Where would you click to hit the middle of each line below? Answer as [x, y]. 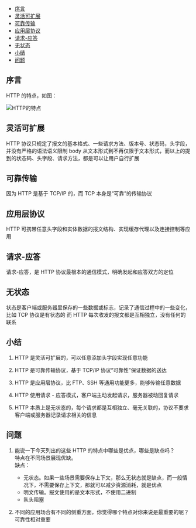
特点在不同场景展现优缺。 [45, 458]
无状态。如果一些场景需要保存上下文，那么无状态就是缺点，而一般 [103, 478]
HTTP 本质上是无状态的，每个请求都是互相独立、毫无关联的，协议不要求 [102, 407]
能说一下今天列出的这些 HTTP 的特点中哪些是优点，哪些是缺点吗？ [95, 450]
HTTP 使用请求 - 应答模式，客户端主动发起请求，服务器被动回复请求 [97, 395]
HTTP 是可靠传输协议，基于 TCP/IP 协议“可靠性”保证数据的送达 [90, 370]
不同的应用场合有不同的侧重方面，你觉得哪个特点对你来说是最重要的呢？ [102, 512]
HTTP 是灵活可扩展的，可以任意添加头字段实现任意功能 [81, 357]
